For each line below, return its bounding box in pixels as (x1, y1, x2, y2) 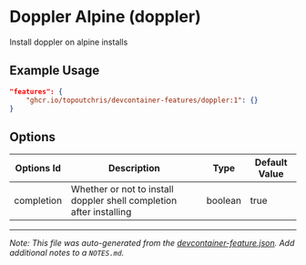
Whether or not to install (70, 183, 175, 196)
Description (107, 162, 161, 175)
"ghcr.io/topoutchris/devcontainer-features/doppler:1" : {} (25, 96, 259, 105)
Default (254, 157, 288, 169)
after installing (70, 206, 132, 219)
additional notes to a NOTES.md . (9, 248, 125, 259)
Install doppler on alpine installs (9, 36, 128, 47)
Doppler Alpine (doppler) (9, 6, 202, 27)
